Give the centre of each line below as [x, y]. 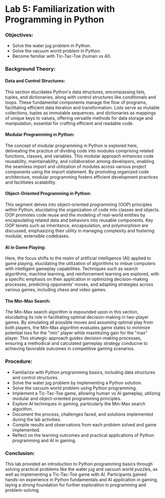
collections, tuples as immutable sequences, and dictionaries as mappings [81, 113]
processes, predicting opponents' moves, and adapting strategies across [79, 284]
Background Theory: [30, 69]
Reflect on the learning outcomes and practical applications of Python [83, 435]
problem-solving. [23, 490]
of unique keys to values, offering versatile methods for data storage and [79, 118]
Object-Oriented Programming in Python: [48, 193]
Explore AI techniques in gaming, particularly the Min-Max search [79, 404]
